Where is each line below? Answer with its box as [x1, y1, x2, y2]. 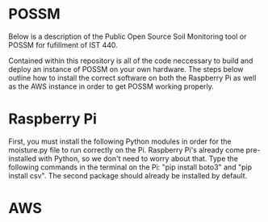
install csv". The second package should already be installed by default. [8, 170, 248, 180]
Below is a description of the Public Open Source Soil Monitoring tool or [8, 31, 247, 41]
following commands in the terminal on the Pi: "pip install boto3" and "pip [8, 162, 253, 172]
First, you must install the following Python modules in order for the [8, 136, 232, 146]
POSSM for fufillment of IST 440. [8, 40, 119, 49]
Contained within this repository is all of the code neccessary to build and [8, 56, 253, 65]
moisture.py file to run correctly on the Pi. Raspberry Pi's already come [8, 145, 245, 154]
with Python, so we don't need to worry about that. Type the [38, 153, 239, 163]
